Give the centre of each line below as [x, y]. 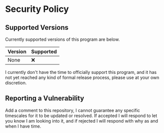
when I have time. [23, 126]
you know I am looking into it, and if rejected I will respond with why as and [82, 121]
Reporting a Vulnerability [45, 99]
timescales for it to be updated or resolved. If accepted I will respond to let [81, 116]
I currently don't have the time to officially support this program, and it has [81, 72]
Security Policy [37, 9]
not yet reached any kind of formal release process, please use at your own [82, 77]
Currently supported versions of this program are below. [62, 39]
